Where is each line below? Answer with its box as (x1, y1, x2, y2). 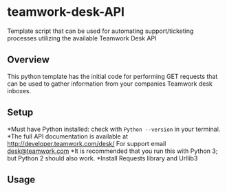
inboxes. (7, 86, 32, 95)
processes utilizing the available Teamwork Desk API (7, 34, 157, 42)
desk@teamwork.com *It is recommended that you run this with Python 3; (7, 147, 218, 155)
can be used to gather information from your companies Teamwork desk (7, 80, 213, 88)
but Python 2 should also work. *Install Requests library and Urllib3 (7, 154, 198, 162)
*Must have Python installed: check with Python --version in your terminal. (7, 125, 221, 133)
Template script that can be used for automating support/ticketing (7, 27, 194, 35)
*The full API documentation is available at (7, 132, 129, 141)
